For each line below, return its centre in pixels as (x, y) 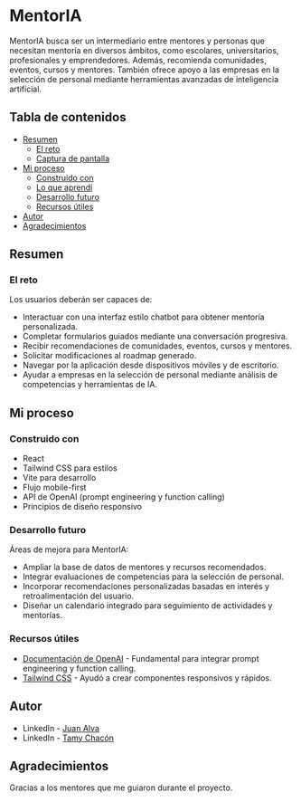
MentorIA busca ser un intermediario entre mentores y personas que (137, 41)
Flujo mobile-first (54, 487)
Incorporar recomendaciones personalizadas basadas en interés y (146, 587)
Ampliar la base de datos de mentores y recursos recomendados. (144, 568)
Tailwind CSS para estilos (70, 468)
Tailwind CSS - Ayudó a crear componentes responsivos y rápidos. (147, 678)
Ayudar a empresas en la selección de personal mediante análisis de (150, 375)
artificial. (26, 89)
